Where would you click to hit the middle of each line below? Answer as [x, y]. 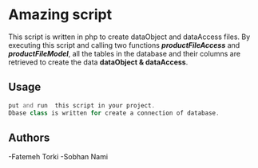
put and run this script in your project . [82, 105]
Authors [29, 137]
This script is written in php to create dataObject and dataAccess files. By [129, 37]
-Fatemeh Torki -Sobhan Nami [58, 157]
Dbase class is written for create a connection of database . [114, 113]
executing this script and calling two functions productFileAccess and [124, 45]
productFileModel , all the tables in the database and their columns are [125, 53]
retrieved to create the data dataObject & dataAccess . [98, 62]
